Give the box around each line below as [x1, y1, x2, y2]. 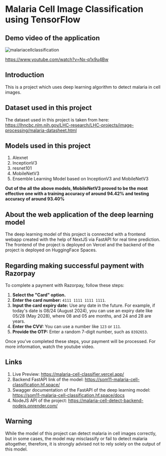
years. [12, 318, 26, 324]
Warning [5, 417, 32, 426]
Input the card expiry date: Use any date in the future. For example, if [12, 302, 155, 308]
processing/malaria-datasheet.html [5, 127, 77, 133]
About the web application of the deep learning [5, 210, 154, 219]
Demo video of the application [5, 34, 100, 42]
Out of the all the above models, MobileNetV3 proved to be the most [5, 185, 148, 191]
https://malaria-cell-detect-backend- [68, 398, 144, 403]
